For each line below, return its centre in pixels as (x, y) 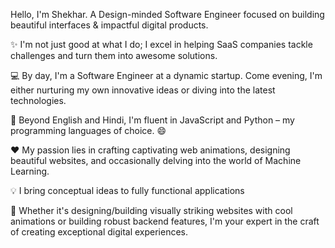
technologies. (38, 100)
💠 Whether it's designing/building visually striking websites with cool (151, 210)
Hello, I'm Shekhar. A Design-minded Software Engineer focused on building (167, 14)
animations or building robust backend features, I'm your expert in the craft (165, 221)
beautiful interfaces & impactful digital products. (109, 25)
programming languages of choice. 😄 (88, 130)
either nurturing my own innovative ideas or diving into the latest (143, 90)
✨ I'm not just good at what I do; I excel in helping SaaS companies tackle (161, 44)
